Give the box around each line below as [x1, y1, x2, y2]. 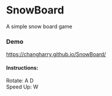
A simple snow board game [6, 23, 73, 30]
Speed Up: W [6, 83, 39, 91]
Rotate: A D [6, 77, 34, 84]
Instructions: [6, 64, 39, 71]
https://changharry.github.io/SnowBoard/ [6, 51, 106, 58]
